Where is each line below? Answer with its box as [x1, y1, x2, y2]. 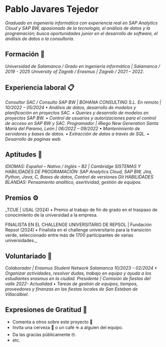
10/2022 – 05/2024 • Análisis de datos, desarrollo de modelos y [5, 104, 136, 110]
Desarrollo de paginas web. [5, 136, 62, 142]
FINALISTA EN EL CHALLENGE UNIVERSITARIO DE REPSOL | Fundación [5, 222, 152, 228]
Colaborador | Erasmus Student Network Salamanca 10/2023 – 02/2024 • [5, 265, 157, 271]
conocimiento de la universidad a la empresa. [5, 212, 98, 218]
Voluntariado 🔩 [5, 252, 52, 260]
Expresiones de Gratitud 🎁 [5, 306, 88, 314]
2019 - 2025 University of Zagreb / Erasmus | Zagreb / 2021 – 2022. [5, 68, 145, 74]
